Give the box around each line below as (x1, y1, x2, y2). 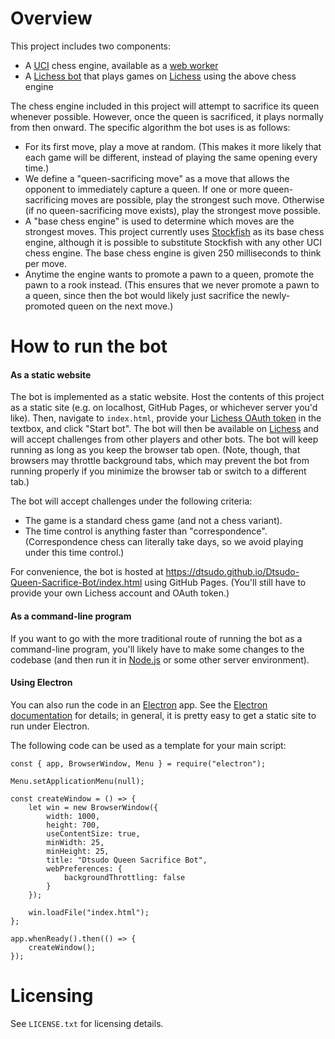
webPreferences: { (46, 863, 123, 874)
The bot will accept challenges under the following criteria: (10, 495, 253, 507)
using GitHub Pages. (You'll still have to (144, 577, 307, 589)
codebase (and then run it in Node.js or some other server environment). (10, 653, 310, 666)
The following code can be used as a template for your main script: (10, 739, 287, 751)
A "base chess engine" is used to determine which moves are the (24, 215, 295, 227)
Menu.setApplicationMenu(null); (10, 776, 145, 786)
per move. (24, 257, 67, 269)
